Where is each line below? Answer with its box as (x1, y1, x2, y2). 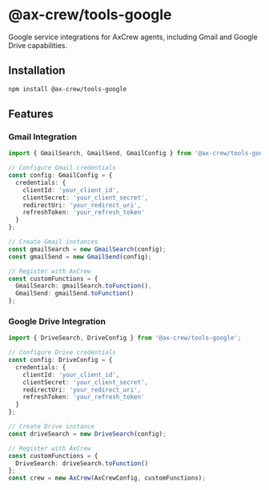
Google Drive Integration (8, 315, 106, 327)
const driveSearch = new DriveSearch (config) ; (8, 430, 167, 438)
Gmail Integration (8, 131, 78, 142)
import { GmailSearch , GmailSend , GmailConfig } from (8, 150, 192, 158)
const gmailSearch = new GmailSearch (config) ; (8, 245, 167, 253)
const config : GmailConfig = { (8, 171, 113, 179)
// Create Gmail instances (8, 238, 98, 246)
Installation (8, 64, 66, 78)
